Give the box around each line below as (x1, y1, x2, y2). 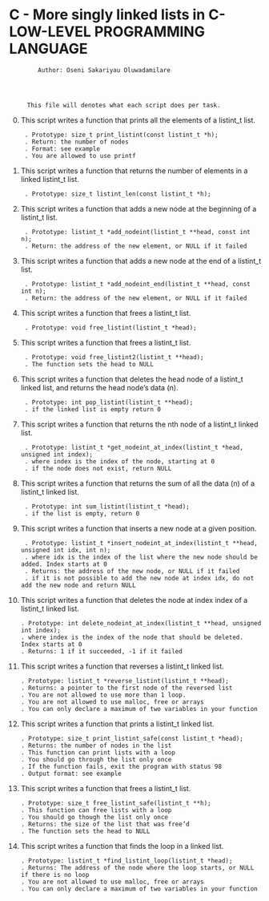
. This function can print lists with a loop (20, 748, 175, 757)
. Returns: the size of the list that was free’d (20, 820, 191, 828)
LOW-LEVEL (9, 22, 91, 41)
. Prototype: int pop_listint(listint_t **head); (24, 398, 194, 406)
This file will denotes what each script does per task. (26, 101, 221, 109)
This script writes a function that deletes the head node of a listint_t (20, 374, 243, 384)
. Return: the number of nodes (24, 138, 129, 146)
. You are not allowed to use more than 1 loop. (20, 691, 187, 699)
